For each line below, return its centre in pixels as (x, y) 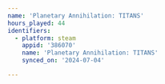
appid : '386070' (49, 46)
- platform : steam (46, 38)
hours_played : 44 (36, 23)
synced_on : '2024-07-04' (63, 61)
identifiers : (29, 30)
